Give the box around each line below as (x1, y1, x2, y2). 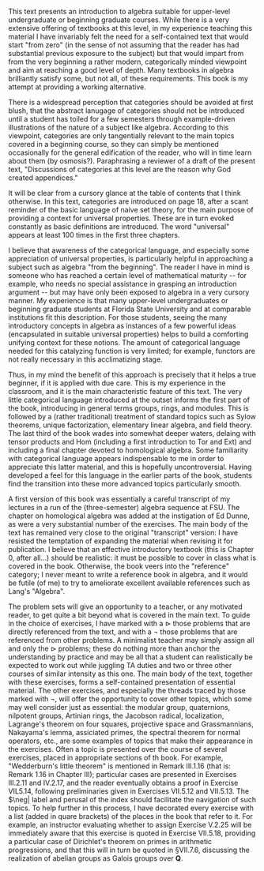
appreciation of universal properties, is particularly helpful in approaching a (8, 254, 254, 263)
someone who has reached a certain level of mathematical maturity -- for (8, 271, 247, 280)
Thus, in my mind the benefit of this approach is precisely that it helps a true (8, 370, 257, 379)
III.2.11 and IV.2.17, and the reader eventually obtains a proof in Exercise (8, 778, 239, 787)
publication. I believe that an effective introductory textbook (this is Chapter (8, 545, 255, 554)
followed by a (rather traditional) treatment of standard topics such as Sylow (8, 412, 257, 421)
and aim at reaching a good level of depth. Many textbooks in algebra (8, 66, 235, 74)
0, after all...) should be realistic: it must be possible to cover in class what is (8, 553, 257, 562)
